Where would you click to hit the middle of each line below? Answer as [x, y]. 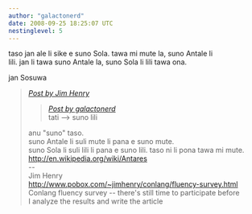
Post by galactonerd [82, 109]
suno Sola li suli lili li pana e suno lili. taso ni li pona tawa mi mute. [136, 150]
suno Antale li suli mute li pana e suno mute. [101, 142]
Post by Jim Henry [59, 93]
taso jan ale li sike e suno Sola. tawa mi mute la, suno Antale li [111, 54]
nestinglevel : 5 [35, 31]
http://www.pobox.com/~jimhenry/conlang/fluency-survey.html [133, 184]
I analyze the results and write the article [95, 201]
